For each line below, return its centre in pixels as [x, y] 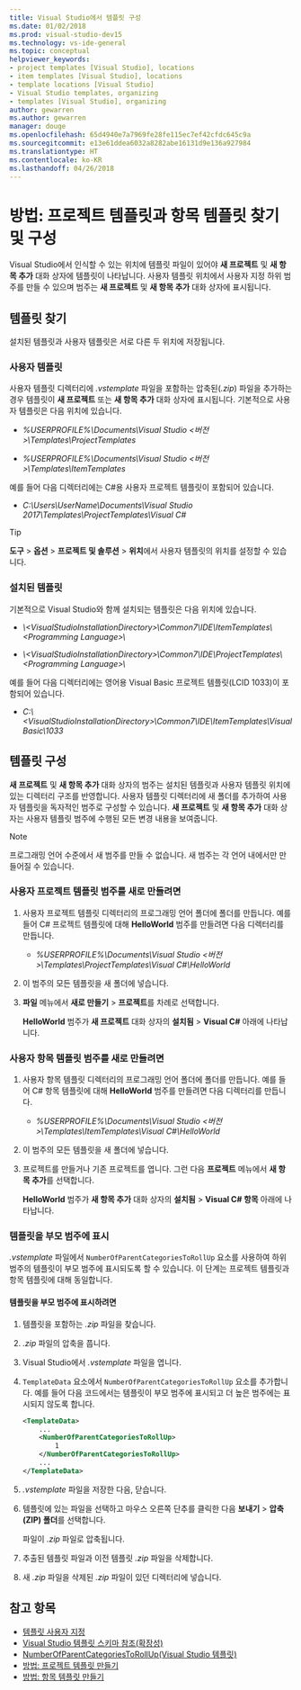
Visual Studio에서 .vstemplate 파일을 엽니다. [102, 1362]
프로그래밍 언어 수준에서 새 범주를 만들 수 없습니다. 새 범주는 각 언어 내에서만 [143, 855]
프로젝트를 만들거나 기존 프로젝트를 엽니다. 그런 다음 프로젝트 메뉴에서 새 [149, 1169]
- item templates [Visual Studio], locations [96, 76]
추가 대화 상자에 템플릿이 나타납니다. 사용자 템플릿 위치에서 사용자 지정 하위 [150, 276]
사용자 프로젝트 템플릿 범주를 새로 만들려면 [95, 892]
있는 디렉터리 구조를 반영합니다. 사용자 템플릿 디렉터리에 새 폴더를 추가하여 [140, 796]
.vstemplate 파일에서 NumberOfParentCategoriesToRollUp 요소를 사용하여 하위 [148, 1257]
